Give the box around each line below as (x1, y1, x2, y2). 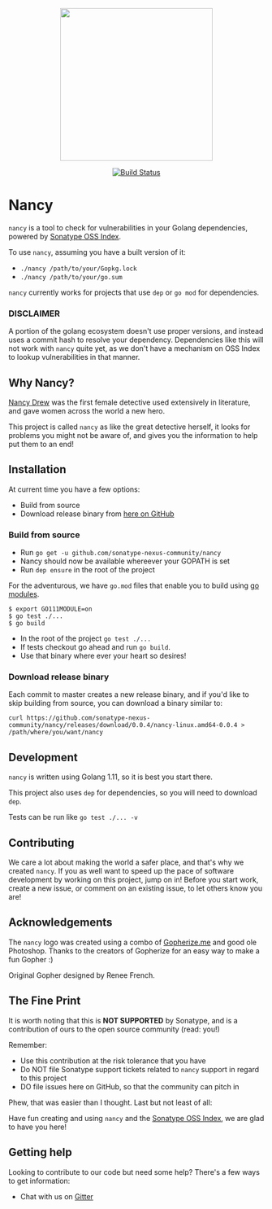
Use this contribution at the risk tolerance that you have (19, 1055, 206, 1066)
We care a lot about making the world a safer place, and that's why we (8, 857, 244, 867)
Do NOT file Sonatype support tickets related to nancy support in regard (19, 1064, 260, 1074)
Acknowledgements (8, 916, 113, 930)
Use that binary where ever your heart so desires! (19, 651, 187, 661)
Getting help (8, 1145, 72, 1159)
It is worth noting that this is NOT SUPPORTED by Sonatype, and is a (8, 1015, 238, 1025)
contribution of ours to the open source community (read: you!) (8, 1024, 221, 1034)
